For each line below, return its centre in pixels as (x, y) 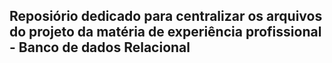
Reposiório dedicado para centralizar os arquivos (166, 16)
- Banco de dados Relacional (100, 47)
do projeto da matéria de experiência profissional (165, 32)
